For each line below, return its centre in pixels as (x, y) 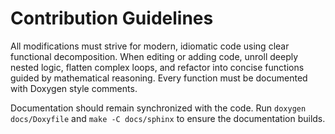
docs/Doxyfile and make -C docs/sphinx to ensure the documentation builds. (168, 118)
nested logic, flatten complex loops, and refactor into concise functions (157, 67)
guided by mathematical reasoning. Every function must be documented (159, 78)
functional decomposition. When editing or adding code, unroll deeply (154, 56)
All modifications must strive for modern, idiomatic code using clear (150, 46)
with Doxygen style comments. (74, 88)
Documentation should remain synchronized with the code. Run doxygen (158, 108)
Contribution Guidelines (112, 18)
